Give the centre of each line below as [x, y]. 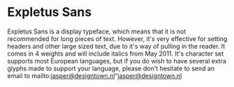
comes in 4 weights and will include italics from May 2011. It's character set [116, 54]
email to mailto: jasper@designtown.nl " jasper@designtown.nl [95, 76]
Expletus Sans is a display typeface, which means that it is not [97, 31]
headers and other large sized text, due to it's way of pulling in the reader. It [116, 46]
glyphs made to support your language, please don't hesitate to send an [111, 68]
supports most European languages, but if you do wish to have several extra [117, 61]
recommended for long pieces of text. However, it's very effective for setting [117, 38]
